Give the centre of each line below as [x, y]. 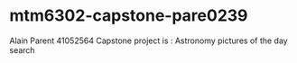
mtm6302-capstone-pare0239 [129, 16]
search [22, 49]
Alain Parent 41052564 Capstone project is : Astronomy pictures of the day [148, 40]
